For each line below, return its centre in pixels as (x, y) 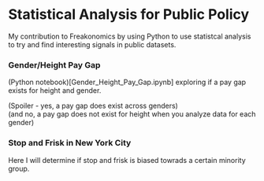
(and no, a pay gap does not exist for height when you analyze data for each (132, 114)
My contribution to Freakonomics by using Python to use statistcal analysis (130, 36)
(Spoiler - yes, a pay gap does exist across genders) (93, 106)
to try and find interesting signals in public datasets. (92, 44)
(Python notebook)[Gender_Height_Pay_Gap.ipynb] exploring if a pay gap (127, 82)
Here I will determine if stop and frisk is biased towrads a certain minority (127, 160)
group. (19, 168)
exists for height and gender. (55, 90)
